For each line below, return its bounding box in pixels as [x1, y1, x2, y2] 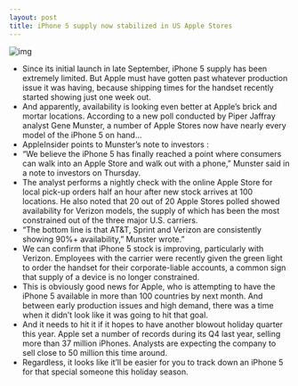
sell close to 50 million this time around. [21, 347, 167, 357]
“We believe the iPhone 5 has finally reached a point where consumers [21, 148, 282, 159]
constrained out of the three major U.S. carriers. [21, 215, 198, 226]
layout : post [9, 12, 58, 22]
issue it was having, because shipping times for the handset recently [21, 82, 274, 93]
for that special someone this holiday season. [21, 366, 189, 377]
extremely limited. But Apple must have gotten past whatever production [21, 72, 288, 83]
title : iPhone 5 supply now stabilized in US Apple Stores [9, 21, 233, 30]
